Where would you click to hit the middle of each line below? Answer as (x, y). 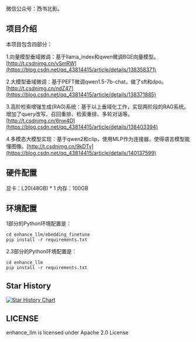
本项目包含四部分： (29, 44)
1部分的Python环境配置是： (39, 224)
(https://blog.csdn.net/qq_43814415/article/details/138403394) (82, 127)
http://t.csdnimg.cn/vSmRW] (42, 63)
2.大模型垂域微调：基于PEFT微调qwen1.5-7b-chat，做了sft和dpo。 (86, 82)
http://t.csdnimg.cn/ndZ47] (41, 88)
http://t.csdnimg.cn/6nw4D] (42, 120)
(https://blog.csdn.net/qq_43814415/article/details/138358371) (81, 69)
